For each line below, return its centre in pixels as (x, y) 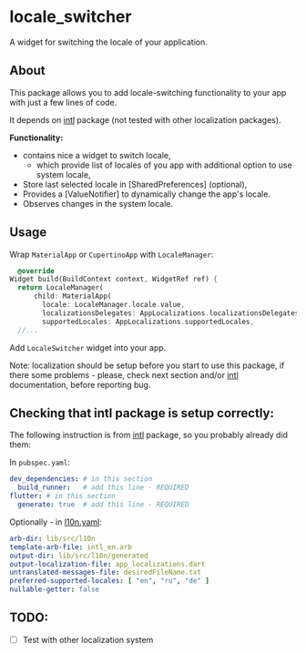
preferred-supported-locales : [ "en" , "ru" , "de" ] (109, 581)
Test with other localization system (88, 639)
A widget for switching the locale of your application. (108, 42)
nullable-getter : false (55, 589)
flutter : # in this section (63, 496)
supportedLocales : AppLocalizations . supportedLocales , (148, 322)
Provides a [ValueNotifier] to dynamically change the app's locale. (147, 194)
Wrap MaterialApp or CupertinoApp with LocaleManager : (112, 254)
